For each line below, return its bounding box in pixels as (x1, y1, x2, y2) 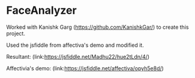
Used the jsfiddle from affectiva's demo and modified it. (6, 41, 144, 49)
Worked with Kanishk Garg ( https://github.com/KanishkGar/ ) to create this (6, 23, 189, 31)
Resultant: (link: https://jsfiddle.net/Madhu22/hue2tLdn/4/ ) (6, 53, 150, 60)
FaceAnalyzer (6, 4, 77, 17)
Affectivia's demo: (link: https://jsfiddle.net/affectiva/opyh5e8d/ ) (6, 64, 164, 72)
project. (6, 29, 26, 37)
